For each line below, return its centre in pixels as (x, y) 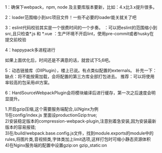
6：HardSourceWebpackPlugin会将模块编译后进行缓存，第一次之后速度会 (78, 93)
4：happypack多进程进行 (30, 50)
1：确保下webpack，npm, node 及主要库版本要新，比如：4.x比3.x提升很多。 (81, 7)
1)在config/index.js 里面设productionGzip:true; (51, 115)
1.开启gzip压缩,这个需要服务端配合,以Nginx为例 (52, 109)
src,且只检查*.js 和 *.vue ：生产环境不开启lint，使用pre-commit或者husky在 (79, 34)
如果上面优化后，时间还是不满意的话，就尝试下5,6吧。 (59, 60)
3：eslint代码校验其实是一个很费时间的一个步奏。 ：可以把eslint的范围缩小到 (81, 28)
